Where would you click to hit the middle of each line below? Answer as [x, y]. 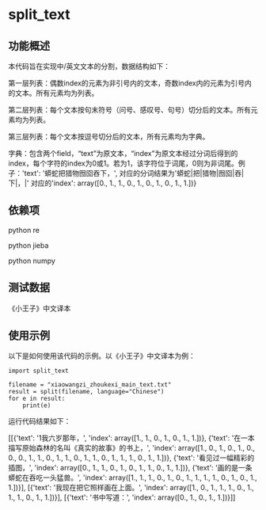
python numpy [32, 261]
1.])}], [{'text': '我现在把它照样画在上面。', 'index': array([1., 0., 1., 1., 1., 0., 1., [131, 488]
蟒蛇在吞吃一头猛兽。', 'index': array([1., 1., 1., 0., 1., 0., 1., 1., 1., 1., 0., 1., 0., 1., [133, 478]
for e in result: [37, 399]
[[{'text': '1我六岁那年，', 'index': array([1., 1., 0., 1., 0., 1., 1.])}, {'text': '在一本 [131, 438]
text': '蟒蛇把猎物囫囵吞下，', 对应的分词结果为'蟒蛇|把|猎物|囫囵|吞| [134, 173]
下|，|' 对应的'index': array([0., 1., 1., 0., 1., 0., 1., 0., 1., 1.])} [103, 183]
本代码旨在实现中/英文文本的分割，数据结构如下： [89, 66]
